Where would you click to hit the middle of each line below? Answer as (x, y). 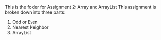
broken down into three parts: (35, 12)
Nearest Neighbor (30, 27)
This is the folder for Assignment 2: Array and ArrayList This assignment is (80, 7)
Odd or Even (25, 22)
